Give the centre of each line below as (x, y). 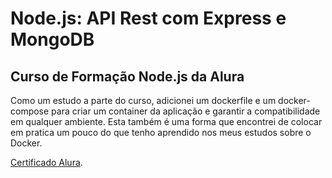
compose (30, 111)
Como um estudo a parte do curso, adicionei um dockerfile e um (143, 100)
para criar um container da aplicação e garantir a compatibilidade (186, 111)
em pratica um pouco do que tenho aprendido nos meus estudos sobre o (161, 132)
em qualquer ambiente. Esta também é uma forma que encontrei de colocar (166, 121)
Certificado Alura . (46, 162)
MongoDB (52, 39)
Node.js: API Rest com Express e (148, 18)
